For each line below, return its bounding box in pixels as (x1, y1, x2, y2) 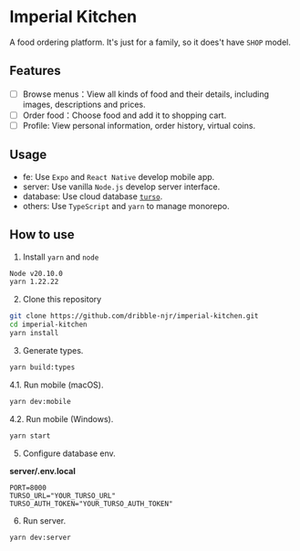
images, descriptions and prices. (22, 99, 146, 110)
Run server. (22, 514, 67, 526)
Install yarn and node (22, 251, 99, 262)
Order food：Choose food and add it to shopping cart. (22, 110, 227, 121)
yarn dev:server (9, 533, 71, 542)
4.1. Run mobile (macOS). (9, 379, 104, 390)
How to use (9, 227, 75, 243)
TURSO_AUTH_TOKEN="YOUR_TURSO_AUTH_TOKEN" (9, 499, 173, 508)
